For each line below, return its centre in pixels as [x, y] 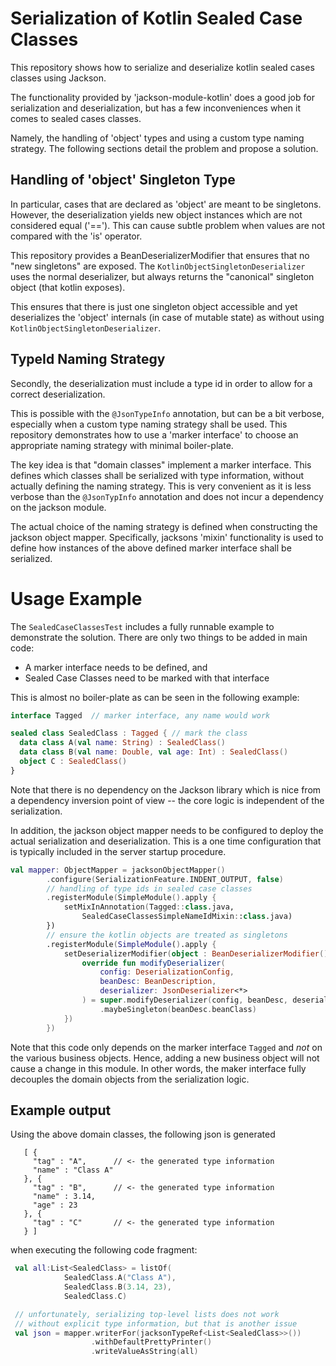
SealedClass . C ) [95, 1296]
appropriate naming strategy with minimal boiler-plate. [122, 445]
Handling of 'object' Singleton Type [123, 180]
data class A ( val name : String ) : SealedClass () [122, 743]
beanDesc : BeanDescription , [158, 982]
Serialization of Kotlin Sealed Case [156, 18]
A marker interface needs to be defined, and [116, 667]
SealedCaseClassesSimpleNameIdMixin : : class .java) [187, 917]
